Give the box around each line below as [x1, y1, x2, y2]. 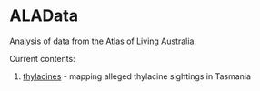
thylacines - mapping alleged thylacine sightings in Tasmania [22, 70, 252, 82]
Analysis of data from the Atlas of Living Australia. [9, 35, 197, 46]
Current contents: [9, 53, 75, 64]
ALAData [9, 5, 79, 26]
